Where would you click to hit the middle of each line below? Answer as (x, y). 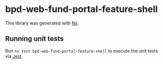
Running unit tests (34, 39)
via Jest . (14, 56)
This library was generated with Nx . (42, 23)
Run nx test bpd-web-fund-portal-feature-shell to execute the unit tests (82, 50)
